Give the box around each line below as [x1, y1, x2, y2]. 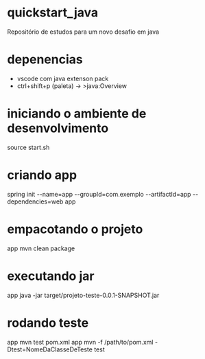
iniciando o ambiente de [7, 106, 147, 122]
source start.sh [7, 143, 50, 151]
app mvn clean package [7, 244, 75, 252]
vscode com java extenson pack [16, 74, 109, 83]
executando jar [7, 268, 95, 283]
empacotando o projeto [7, 221, 143, 237]
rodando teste [7, 315, 89, 331]
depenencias [7, 52, 84, 67]
